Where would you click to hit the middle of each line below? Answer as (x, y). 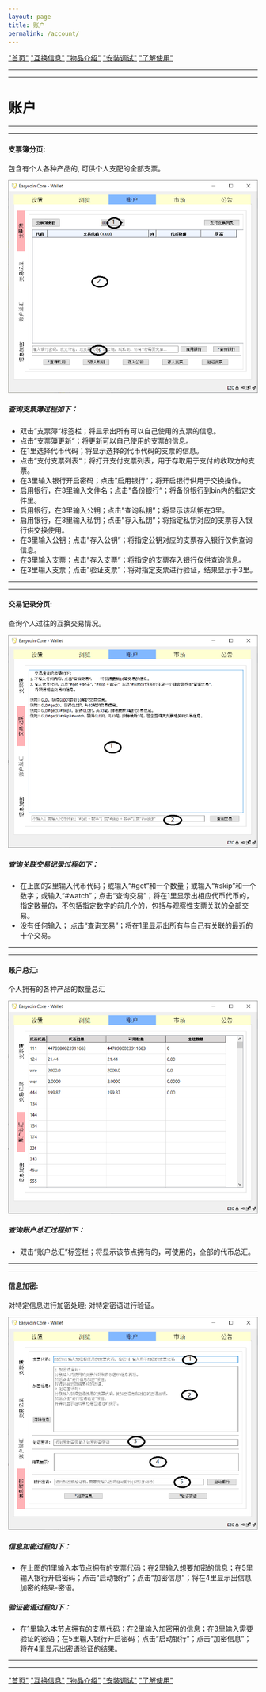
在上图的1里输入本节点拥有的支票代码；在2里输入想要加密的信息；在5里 (136, 1567)
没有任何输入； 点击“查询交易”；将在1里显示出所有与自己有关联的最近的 (136, 925)
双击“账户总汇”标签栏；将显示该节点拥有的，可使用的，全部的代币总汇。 (137, 1252)
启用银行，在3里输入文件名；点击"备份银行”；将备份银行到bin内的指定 (134, 490)
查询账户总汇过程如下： (46, 1230)
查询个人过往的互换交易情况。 (57, 623)
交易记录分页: (30, 604)
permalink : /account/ (44, 33)
